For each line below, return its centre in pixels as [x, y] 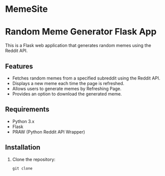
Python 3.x [23, 121]
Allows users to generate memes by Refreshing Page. [67, 88]
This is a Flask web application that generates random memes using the [78, 45]
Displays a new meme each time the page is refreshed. [68, 83]
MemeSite [26, 9]
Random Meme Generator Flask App [81, 32]
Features [19, 66]
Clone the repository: [34, 159]
